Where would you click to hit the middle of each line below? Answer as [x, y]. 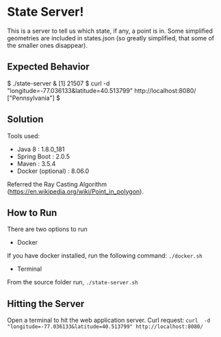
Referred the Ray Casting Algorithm [57, 184]
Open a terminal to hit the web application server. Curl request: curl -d [109, 320]
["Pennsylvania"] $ [34, 98]
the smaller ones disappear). [47, 45]
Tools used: [23, 136]
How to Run [32, 213]
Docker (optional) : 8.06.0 [53, 171]
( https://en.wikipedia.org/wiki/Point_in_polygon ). [75, 191]
